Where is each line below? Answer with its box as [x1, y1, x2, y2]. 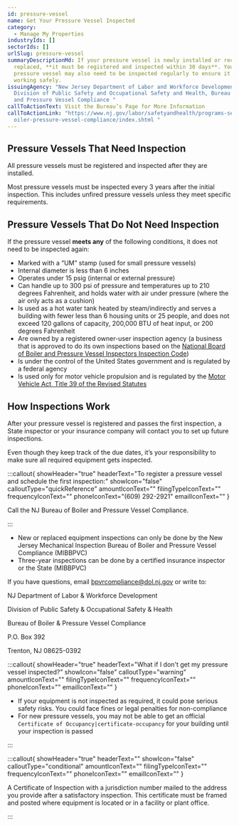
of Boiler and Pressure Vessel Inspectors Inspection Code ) [17, 349, 189, 358]
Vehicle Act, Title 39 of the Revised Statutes [17, 380, 147, 388]
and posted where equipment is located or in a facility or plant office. [7, 798, 210, 808]
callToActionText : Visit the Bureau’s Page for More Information [7, 103, 205, 110]
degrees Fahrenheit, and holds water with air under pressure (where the [17, 289, 229, 297]
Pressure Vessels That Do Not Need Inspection [7, 218, 219, 231]
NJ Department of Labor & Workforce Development [7, 591, 158, 600]
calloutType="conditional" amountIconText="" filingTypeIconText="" [7, 762, 208, 771]
